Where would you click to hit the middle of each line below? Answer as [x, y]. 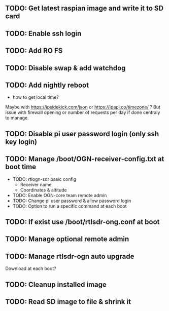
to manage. [17, 118]
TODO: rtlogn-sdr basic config [44, 179]
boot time [21, 167]
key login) [21, 142]
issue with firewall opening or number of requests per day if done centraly [83, 112]
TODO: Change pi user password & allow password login [72, 201]
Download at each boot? [31, 268]
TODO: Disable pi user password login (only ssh [82, 134]
